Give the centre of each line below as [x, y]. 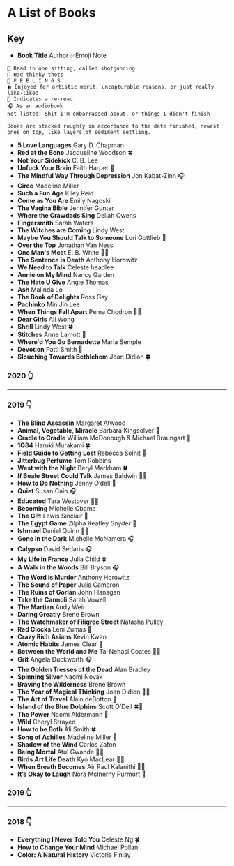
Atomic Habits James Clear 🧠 [60, 644]
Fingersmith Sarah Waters [55, 223]
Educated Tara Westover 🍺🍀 [58, 501]
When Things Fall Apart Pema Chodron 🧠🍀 [79, 312]
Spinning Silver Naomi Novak [60, 677]
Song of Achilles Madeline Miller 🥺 [67, 737]
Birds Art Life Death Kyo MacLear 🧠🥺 [71, 759]
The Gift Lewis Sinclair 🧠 [53, 516]
